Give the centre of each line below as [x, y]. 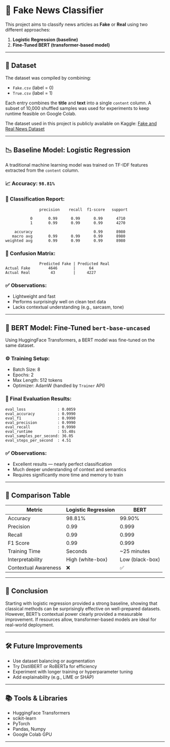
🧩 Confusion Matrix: [30, 253]
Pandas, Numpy [29, 729]
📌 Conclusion [27, 591]
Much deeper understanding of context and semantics [69, 469]
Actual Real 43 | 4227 [51, 273]
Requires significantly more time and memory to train [68, 475]
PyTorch [21, 724]
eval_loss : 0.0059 [40, 409]
